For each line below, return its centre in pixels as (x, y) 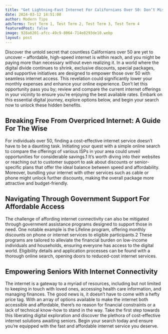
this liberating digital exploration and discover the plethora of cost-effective (83, 315)
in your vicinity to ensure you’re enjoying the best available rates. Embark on (84, 94)
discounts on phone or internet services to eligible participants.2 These (79, 234)
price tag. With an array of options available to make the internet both (77, 299)
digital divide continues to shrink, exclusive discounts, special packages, (80, 67)
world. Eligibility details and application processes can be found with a (77, 250)
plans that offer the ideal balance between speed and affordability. (91, 167)
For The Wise (26, 129)
